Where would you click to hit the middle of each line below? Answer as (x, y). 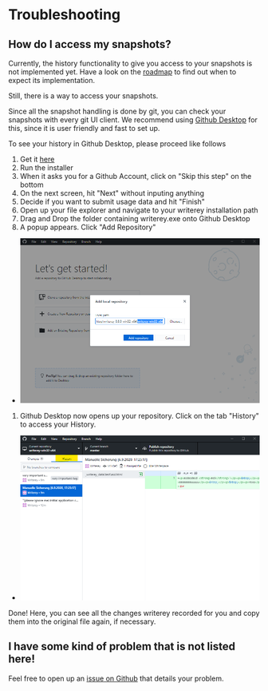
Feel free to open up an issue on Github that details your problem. (116, 678)
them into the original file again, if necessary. (82, 622)
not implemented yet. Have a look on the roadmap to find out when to (122, 72)
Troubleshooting (65, 15)
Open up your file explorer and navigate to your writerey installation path (139, 210)
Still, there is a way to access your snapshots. (83, 96)
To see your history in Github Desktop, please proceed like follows (117, 144)
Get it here (37, 159)
